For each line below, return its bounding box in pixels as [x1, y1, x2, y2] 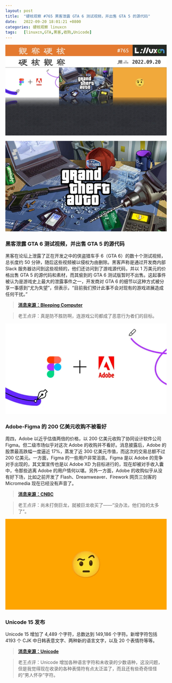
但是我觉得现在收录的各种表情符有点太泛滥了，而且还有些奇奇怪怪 [17, 666, 157, 672]
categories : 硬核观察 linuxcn [5, 25, 67, 30]
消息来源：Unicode [17, 648, 59, 654]
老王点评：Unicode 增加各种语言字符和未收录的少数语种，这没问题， [17, 659, 163, 666]
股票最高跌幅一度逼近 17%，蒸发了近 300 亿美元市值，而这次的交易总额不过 [5, 448, 165, 454]
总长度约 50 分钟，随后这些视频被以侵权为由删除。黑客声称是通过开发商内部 [5, 259, 166, 265]
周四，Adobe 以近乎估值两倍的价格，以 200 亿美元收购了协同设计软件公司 [5, 436, 162, 442]
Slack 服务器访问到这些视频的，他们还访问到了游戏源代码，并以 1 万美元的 [5, 266, 162, 272]
